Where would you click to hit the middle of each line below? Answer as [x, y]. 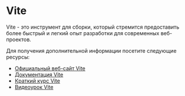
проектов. [19, 39]
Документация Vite [39, 74]
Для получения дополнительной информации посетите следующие [91, 50]
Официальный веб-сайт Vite [50, 68]
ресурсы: [18, 57]
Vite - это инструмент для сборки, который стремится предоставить [93, 27]
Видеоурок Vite [34, 87]
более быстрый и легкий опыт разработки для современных [83, 33]
